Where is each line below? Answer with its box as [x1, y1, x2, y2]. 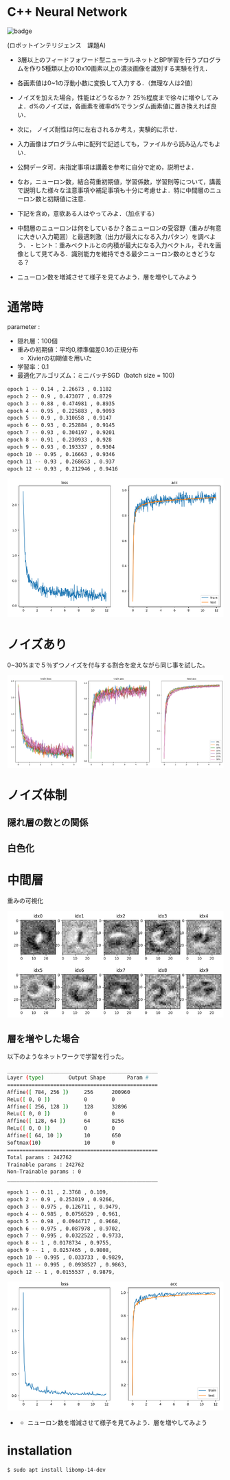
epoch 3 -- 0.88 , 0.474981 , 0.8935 [7, 400, 115, 407]
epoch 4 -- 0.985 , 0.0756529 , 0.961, [7, 1210, 122, 1218]
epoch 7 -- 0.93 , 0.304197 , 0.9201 [7, 429, 115, 436]
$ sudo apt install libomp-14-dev [7, 1466, 106, 1473]
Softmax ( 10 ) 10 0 [7, 1139, 115, 1146]
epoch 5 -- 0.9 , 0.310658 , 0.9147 [7, 415, 112, 422]
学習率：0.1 [16, 362, 49, 371]
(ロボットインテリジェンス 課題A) [7, 41, 106, 49]
